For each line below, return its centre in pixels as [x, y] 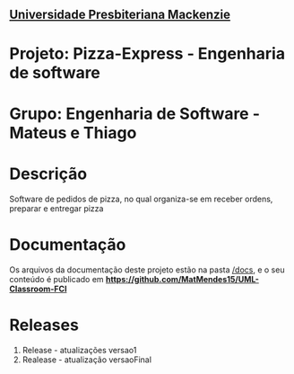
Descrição [48, 174]
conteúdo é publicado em [57, 279]
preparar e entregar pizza [56, 208]
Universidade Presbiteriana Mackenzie [120, 15]
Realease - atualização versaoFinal [87, 360]
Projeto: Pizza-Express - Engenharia [147, 53]
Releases [44, 325]
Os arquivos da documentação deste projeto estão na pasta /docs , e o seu [147, 270]
